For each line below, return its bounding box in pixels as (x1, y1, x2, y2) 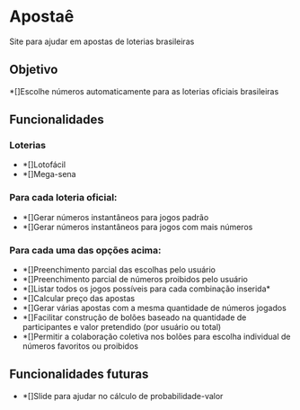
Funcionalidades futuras (9, 367, 149, 382)
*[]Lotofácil (22, 159, 66, 170)
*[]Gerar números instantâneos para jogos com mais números (22, 221, 253, 232)
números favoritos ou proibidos (22, 341, 139, 352)
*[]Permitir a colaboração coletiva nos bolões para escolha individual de (22, 331, 291, 343)
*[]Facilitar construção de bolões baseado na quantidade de (22, 312, 247, 323)
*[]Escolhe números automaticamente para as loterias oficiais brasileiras (9, 85, 279, 96)
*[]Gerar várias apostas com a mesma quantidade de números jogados (22, 303, 287, 314)
